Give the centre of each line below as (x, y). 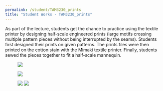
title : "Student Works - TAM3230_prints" (49, 14)
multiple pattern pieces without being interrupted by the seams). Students (81, 39)
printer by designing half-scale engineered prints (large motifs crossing (79, 34)
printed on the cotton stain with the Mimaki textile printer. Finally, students (81, 50)
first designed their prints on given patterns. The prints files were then (77, 44)
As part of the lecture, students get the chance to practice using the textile (82, 28)
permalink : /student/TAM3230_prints (43, 10)
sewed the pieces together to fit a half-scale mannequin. (63, 55)
